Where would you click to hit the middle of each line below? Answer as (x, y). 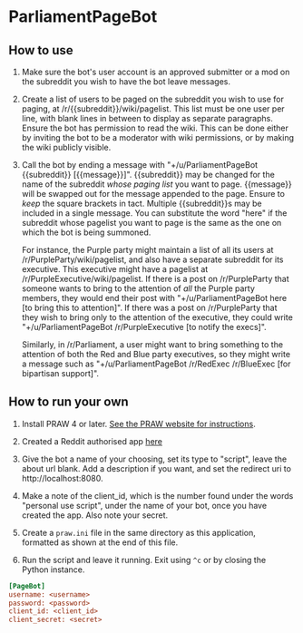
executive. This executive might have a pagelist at (115, 269)
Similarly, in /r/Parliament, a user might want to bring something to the (152, 345)
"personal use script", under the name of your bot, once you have (144, 505)
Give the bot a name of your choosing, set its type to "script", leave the (154, 459)
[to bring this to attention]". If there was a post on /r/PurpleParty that (149, 307)
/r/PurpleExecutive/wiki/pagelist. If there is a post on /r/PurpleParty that (155, 279)
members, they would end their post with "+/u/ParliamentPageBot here (154, 298)
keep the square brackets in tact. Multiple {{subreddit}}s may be (142, 203)
